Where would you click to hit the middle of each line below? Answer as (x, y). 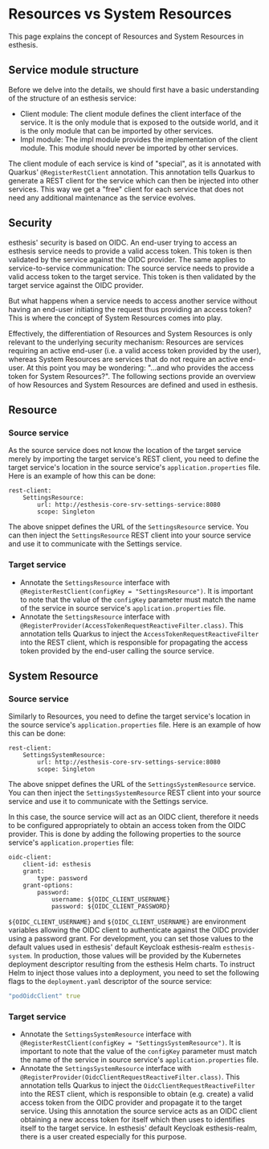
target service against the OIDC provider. (76, 285)
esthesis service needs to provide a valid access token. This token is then (130, 251)
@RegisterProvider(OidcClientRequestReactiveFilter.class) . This (130, 1077)
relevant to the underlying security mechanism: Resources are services (126, 342)
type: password (63, 879)
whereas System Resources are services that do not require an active (123, 359)
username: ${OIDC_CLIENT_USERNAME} (111, 900)
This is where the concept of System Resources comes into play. (116, 318)
